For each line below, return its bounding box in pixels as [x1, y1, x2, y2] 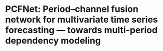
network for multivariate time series [5, 14, 158, 25]
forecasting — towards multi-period [5, 25, 158, 36]
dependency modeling [5, 35, 101, 47]
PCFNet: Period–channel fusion [5, 3, 139, 15]
